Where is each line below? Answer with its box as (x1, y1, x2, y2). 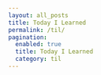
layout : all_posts (8, 11, 69, 20)
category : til (15, 55, 62, 63)
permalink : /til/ (8, 26, 65, 34)
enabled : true (15, 41, 62, 48)
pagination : (8, 33, 47, 41)
